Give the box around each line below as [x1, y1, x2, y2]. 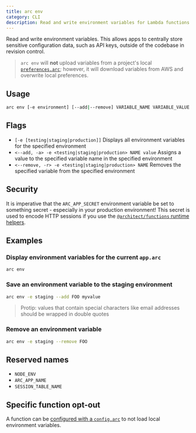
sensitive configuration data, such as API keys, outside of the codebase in [6, 42, 184, 49]
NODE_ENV [14, 371, 36, 377]
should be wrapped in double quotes [20, 310, 109, 317]
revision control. [6, 48, 45, 55]
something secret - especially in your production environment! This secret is [6, 206, 190, 213]
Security [6, 184, 38, 194]
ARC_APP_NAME [14, 378, 47, 384]
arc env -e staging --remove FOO [6, 339, 88, 344]
